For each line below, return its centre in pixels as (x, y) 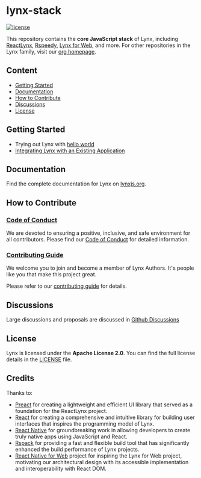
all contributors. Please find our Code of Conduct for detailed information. (98, 240)
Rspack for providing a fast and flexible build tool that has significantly (102, 442)
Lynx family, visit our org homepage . (51, 51)
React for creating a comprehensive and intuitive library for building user (105, 417)
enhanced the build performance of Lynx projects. (77, 449)
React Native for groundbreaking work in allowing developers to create (103, 430)
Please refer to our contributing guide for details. (67, 286)
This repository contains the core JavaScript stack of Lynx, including (92, 39)
